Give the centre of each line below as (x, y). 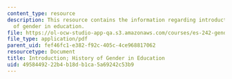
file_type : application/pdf (48, 39)
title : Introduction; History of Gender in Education (86, 58)
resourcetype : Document (41, 52)
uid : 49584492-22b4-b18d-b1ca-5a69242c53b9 (71, 65)
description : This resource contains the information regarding (101, 20)
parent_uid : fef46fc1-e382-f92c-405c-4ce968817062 (81, 45)
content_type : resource (41, 13)
